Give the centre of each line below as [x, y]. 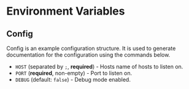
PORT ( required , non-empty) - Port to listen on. [74, 73]
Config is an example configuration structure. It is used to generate [91, 48]
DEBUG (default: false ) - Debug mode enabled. [73, 80]
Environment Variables [66, 11]
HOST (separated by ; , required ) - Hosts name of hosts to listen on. [99, 66]
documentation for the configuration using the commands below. [88, 55]
